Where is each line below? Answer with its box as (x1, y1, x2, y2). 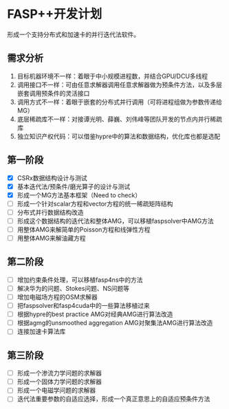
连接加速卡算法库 (17, 327, 66, 335)
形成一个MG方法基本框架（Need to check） (17, 190, 142, 199)
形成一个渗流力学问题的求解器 (17, 369, 102, 377)
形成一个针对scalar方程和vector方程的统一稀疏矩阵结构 (17, 199, 173, 208)
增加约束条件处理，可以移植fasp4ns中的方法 (17, 276, 143, 284)
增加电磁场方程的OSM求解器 (17, 293, 98, 301)
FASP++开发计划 (7, 6, 102, 22)
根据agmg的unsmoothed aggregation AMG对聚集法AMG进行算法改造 (17, 319, 213, 327)
